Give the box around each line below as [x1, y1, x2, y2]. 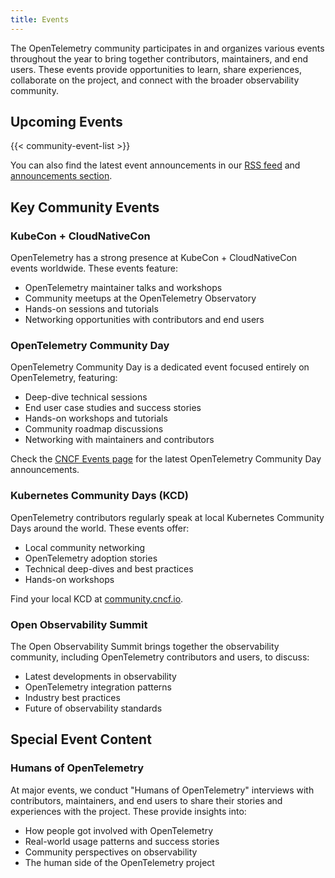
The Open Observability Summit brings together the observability [10, 641, 280, 653]
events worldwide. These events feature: [10, 262, 178, 275]
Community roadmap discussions [24, 423, 164, 435]
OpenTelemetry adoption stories [24, 552, 158, 564]
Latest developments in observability [24, 671, 177, 683]
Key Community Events [10, 199, 160, 216]
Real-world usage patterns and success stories [24, 835, 220, 847]
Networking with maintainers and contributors [24, 434, 215, 446]
